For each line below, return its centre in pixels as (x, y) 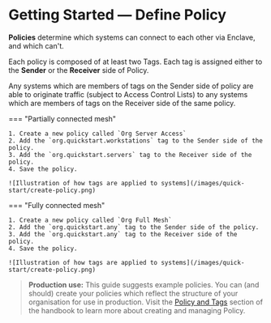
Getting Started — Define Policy (118, 15)
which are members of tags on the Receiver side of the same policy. (122, 103)
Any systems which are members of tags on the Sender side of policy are (131, 86)
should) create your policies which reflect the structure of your (133, 293)
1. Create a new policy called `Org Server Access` (97, 134)
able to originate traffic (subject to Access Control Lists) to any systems (128, 94)
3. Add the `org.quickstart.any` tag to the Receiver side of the (123, 234)
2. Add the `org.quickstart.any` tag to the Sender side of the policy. (134, 227)
